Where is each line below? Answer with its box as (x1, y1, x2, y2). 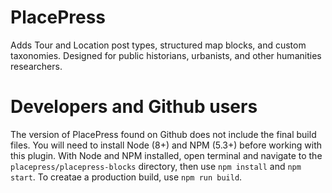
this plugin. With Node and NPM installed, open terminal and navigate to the (10, 149, 323, 161)
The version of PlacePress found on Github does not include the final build (10, 128, 317, 140)
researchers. (10, 60, 63, 72)
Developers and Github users (10, 96, 258, 118)
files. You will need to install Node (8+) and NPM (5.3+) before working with (10, 139, 323, 151)
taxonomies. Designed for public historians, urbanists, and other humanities (10, 49, 322, 61)
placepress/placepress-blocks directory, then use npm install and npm (10, 160, 302, 172)
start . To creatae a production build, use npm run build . (10, 171, 243, 183)
